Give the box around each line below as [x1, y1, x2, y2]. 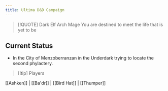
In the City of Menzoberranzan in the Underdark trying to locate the [12, 55, 154, 61]
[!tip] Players [17, 70, 45, 76]
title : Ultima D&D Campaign [5, 7, 65, 13]
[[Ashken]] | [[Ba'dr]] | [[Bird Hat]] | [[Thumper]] [5, 80, 106, 86]
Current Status [5, 42, 53, 50]
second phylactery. [12, 60, 53, 67]
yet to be [17, 26, 37, 33]
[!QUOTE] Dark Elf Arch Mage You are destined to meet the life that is [17, 21, 163, 27]
